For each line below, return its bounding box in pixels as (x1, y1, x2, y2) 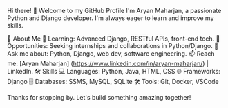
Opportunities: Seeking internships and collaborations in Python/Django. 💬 (7, 42, 219, 50)
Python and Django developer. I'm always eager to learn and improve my (7, 14, 214, 22)
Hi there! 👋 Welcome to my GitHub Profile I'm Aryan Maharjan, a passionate (7, 7, 222, 14)
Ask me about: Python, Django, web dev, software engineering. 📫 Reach (7, 50, 215, 58)
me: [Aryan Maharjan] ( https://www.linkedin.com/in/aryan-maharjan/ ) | (7, 59, 209, 67)
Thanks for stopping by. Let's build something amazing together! (7, 94, 191, 101)
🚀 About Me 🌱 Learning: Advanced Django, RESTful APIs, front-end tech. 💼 (7, 34, 220, 43)
